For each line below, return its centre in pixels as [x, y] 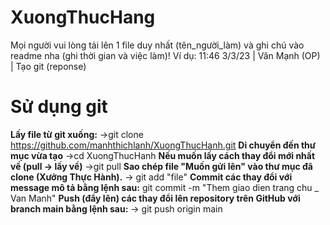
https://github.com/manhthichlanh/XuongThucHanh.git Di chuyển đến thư [163, 145]
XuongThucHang [83, 17]
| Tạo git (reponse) [48, 66]
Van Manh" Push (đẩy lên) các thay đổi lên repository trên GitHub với [155, 198]
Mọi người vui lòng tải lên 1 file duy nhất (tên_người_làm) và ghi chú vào [157, 45]
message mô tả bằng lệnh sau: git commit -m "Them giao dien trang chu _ [164, 187]
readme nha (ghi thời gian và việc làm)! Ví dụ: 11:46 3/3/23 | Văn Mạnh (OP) [165, 55]
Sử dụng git [59, 107]
